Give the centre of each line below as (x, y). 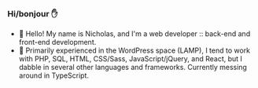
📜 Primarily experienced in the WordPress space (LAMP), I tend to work (135, 50)
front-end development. (57, 42)
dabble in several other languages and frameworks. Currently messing (133, 68)
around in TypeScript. (54, 75)
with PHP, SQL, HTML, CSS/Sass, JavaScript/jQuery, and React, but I (131, 59)
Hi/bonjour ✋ (33, 13)
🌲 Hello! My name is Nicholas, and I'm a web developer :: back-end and (135, 34)
